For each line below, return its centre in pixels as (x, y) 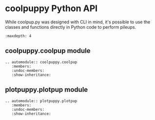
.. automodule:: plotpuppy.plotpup (41, 101)
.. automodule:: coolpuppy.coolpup (41, 62)
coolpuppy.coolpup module (48, 51)
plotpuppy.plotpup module (47, 90)
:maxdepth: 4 (18, 36)
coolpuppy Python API (51, 9)
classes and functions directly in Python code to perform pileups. (71, 27)
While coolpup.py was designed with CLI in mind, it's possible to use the (78, 22)
